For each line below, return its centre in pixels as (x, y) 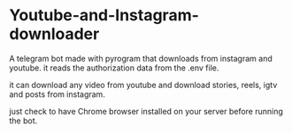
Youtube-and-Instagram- (104, 15)
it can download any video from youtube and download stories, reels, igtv (143, 85)
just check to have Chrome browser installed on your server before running (146, 111)
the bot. (23, 121)
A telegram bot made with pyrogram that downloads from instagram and (141, 58)
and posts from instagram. (58, 94)
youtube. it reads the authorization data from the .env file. (114, 68)
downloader (54, 34)
